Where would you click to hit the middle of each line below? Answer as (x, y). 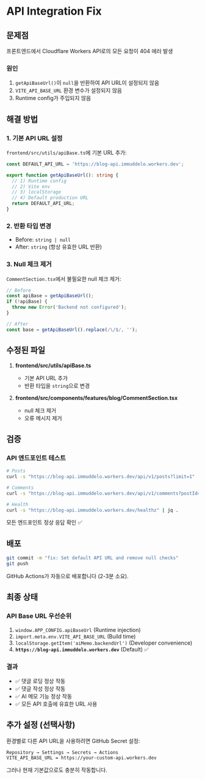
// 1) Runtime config (39, 181)
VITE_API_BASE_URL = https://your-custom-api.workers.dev (81, 758)
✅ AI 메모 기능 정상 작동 (43, 696)
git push (17, 564)
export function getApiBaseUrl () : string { (63, 175)
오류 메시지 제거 (43, 418)
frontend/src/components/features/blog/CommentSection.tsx (96, 397)
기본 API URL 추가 (46, 378)
